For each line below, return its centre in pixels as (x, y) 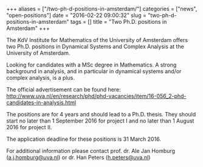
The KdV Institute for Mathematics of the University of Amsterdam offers (97, 40)
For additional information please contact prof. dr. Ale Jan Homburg (91, 151)
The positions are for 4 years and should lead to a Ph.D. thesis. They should (101, 114)
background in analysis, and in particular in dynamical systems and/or (94, 71)
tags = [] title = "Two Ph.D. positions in (119, 22)
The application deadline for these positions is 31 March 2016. (84, 139)
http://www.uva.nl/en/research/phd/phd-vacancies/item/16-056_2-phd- (96, 96)
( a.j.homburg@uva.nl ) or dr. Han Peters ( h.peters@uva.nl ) (78, 157)
